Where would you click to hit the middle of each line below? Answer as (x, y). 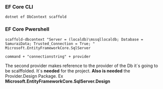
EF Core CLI (19, 7)
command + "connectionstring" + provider (48, 56)
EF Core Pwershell (27, 29)
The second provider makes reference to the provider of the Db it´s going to (81, 66)
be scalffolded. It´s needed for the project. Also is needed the (68, 71)
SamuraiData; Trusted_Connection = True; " (50, 44)
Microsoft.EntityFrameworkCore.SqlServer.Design (58, 81)
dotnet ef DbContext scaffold (36, 17)
